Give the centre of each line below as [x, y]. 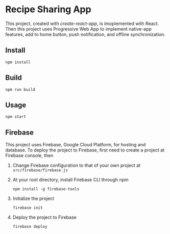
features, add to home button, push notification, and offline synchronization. [86, 34]
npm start [16, 117]
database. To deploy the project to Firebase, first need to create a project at [85, 150]
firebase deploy [30, 227]
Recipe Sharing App [48, 9]
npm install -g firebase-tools [46, 189]
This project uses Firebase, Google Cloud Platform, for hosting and [76, 145]
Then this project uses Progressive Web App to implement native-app [79, 29]
